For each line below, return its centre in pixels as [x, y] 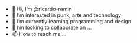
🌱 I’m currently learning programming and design [71, 21]
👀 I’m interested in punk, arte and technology [66, 15]
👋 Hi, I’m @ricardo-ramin [42, 9]
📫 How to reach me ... [39, 34]
